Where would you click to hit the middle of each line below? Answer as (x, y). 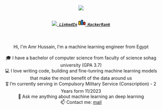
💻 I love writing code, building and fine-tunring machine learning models (81, 71)
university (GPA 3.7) (81, 65)
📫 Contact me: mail (81, 102)
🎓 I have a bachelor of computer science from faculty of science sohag (81, 58)
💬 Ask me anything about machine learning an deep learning (81, 97)
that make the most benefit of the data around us (81, 78)
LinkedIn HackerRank (85, 24)
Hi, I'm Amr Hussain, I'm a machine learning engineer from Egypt (81, 47)
